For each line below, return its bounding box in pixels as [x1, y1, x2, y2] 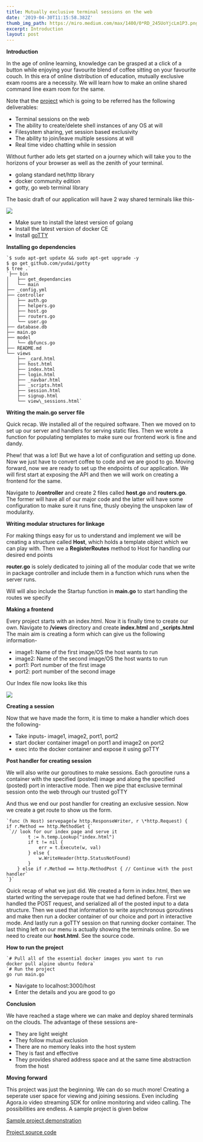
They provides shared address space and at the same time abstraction [14, 1056, 192, 1063]
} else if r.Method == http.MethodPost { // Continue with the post [17, 866, 193, 872]
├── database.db [6, 324, 47, 330]
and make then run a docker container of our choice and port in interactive [6, 913, 192, 920]
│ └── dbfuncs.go [6, 340, 56, 346]
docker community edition [14, 178, 80, 185]
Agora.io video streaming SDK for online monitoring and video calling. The [6, 1099, 192, 1106]
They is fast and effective [14, 1049, 79, 1057]
